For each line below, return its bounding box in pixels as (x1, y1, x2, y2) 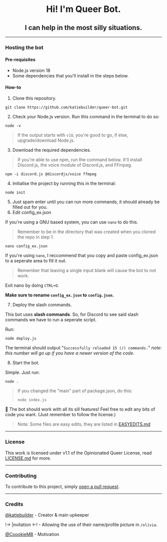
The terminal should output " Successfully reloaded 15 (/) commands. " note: (5, 345, 162, 351)
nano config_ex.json (5, 244, 48, 249)
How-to (5, 84, 21, 90)
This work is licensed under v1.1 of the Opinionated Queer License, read (5, 450, 152, 456)
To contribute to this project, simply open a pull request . (5, 483, 120, 490)
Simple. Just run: (5, 369, 40, 375)
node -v (5, 123, 21, 128)
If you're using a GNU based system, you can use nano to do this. (5, 219, 138, 225)
